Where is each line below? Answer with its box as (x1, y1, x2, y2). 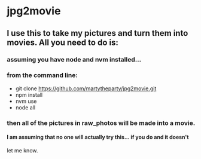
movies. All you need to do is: (7, 37, 118, 47)
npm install (15, 91, 43, 98)
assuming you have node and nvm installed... (7, 55, 142, 63)
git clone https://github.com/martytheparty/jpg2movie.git (15, 85, 157, 92)
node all (15, 103, 35, 111)
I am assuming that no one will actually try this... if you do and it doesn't (7, 133, 189, 141)
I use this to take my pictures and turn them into (7, 28, 188, 38)
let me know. (7, 146, 38, 154)
